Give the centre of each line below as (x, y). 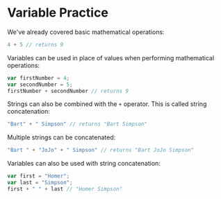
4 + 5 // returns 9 (35, 44)
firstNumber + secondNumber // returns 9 (68, 91)
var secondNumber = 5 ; (40, 85)
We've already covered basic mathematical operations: (86, 32)
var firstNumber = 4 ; (39, 78)
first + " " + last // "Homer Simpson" (65, 189)
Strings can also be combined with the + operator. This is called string (107, 104)
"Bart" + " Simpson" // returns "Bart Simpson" (77, 124)
